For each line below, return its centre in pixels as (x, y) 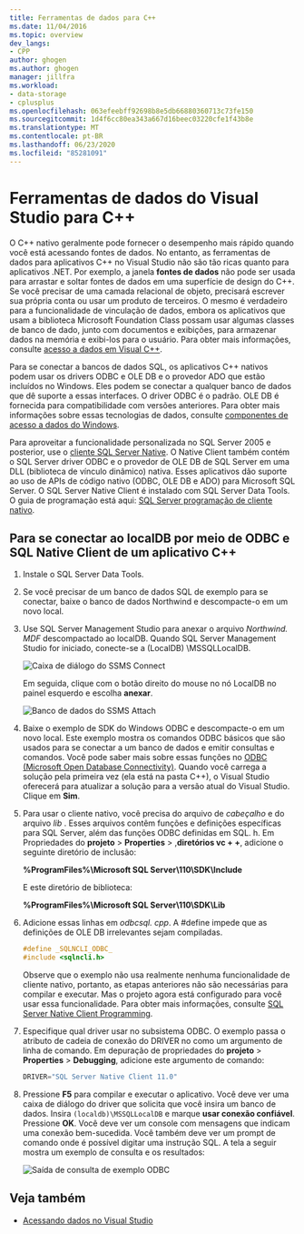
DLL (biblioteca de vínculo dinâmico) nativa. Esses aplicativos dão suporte (148, 471)
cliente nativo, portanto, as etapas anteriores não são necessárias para (155, 985)
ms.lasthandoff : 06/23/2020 (63, 145)
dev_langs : (30, 43)
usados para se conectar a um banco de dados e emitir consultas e (148, 747)
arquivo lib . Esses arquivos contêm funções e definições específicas (152, 823)
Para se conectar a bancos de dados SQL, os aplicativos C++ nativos (139, 366)
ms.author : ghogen (44, 69)
